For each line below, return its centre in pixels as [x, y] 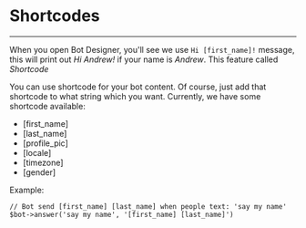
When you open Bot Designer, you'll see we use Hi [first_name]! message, [152, 49]
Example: [27, 190]
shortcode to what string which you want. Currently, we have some [135, 96]
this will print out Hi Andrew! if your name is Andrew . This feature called [144, 59]
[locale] [37, 152]
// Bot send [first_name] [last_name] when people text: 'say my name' [148, 206]
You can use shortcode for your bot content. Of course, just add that [138, 87]
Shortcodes [55, 16]
